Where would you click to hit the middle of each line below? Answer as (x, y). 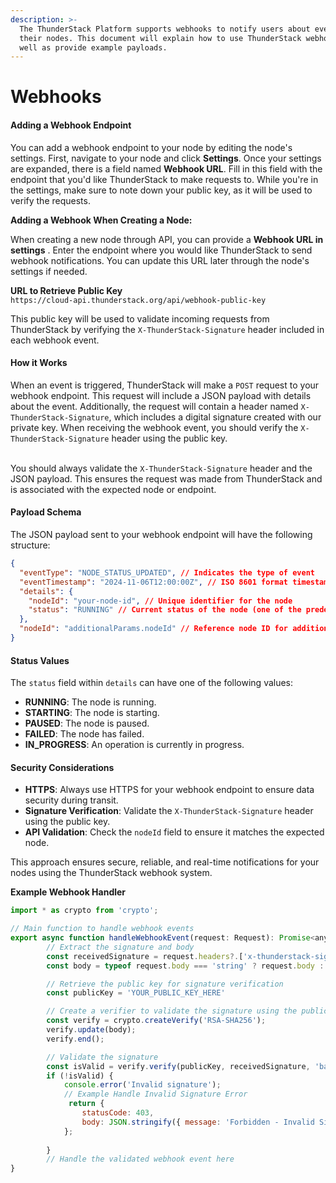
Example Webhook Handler (68, 892)
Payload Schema (46, 512)
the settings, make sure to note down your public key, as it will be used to (161, 190)
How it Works (39, 363)
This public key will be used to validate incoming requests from (140, 318)
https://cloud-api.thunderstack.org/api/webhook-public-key (138, 300)
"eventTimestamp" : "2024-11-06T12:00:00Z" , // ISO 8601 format (153, 582)
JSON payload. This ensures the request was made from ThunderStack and (166, 478)
